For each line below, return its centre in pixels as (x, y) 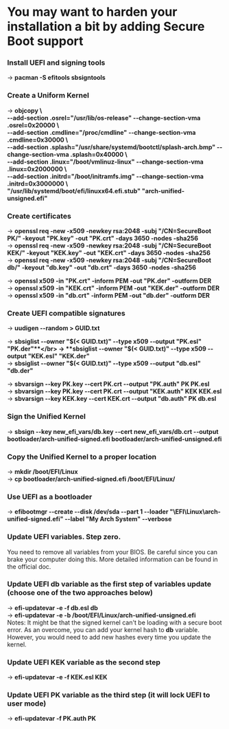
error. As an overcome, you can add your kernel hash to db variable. (104, 629)
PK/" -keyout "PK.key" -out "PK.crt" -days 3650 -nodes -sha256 (103, 239)
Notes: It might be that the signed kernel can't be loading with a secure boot (114, 622)
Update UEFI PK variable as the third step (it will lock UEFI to (109, 695)
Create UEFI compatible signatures (66, 313)
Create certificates (39, 216)
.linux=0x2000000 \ (37, 168)
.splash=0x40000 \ (99, 154)
